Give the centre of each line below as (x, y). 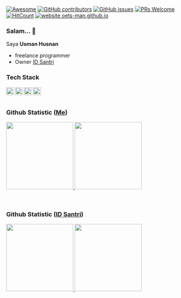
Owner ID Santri (34, 62)
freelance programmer (42, 56)
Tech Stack (23, 78)
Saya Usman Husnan (32, 44)
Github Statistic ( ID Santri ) (45, 214)
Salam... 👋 (21, 31)
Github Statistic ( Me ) (37, 112)
